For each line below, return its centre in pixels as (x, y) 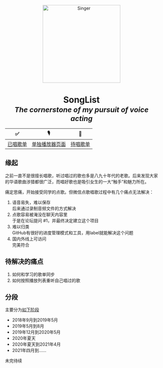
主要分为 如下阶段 (22, 310)
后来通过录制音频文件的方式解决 (44, 208)
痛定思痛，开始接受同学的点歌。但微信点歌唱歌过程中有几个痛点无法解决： (79, 192)
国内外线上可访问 (29, 239)
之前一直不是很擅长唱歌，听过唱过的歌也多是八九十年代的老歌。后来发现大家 (81, 175)
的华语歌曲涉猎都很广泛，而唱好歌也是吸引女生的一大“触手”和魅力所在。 (77, 181)
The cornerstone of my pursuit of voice (81, 109)
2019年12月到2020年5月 (36, 332)
